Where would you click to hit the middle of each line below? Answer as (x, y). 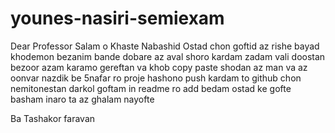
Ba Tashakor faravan (53, 118)
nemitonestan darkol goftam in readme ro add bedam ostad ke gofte (151, 88)
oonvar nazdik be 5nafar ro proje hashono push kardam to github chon (156, 78)
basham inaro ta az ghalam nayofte (82, 99)
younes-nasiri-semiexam (117, 18)
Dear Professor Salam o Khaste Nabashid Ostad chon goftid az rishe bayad (165, 46)
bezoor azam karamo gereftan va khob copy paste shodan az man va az (159, 67)
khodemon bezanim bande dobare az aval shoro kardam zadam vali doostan (168, 56)
